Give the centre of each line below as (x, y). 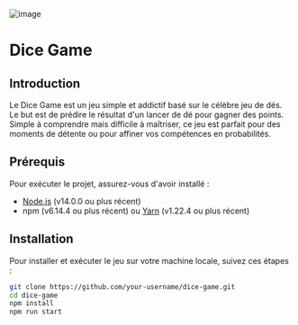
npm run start (36, 312)
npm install (32, 303)
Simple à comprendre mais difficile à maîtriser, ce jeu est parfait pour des (145, 124)
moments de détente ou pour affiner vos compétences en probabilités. (140, 134)
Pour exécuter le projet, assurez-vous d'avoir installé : (109, 184)
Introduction (45, 83)
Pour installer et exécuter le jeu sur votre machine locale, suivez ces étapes (149, 260)
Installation (41, 239)
